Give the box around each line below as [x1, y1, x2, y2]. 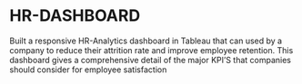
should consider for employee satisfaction [9, 64, 167, 75]
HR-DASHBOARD [9, 5, 141, 26]
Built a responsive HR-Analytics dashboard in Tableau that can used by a [9, 35, 283, 46]
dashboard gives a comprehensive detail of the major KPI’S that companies [9, 54, 291, 65]
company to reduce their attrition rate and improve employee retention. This [9, 44, 294, 55]
